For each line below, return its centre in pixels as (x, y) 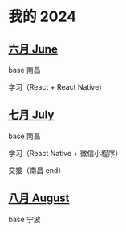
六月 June (33, 49)
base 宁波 (25, 219)
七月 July (31, 115)
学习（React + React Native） (57, 87)
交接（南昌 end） (37, 170)
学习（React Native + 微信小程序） (65, 153)
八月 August (39, 198)
